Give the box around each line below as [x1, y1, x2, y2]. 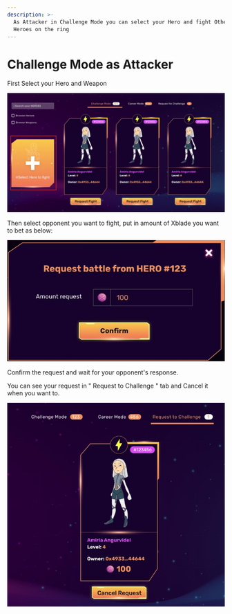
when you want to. [7, 389, 60, 397]
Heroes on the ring [13, 26, 70, 33]
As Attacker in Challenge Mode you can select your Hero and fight [13, 18, 212, 26]
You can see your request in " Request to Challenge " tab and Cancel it [7, 381, 209, 390]
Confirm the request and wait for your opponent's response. [7, 368, 179, 377]
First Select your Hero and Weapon [7, 80, 107, 88]
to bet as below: [7, 226, 53, 235]
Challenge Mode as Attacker [7, 56, 174, 72]
